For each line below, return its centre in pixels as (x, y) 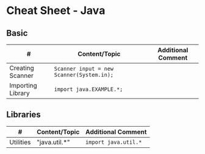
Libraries (23, 115)
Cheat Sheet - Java (56, 11)
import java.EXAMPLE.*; (88, 89)
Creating (22, 68)
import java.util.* (113, 142)
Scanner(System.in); (84, 75)
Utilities (20, 142)
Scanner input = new (84, 68)
